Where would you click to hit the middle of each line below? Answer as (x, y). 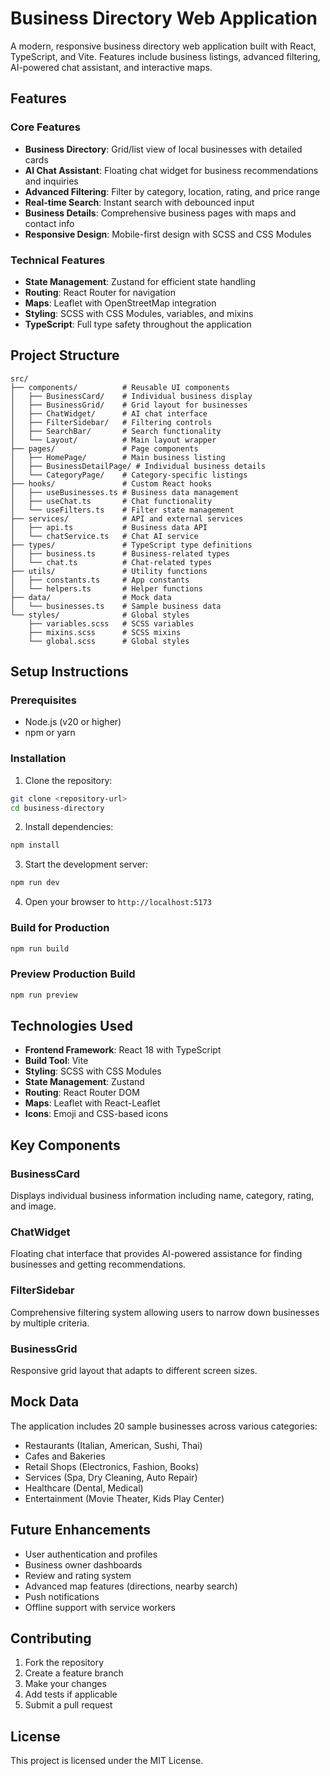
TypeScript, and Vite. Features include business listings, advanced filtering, (165, 56)
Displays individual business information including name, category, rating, (162, 1196)
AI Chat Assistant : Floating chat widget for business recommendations (171, 170)
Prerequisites (43, 700)
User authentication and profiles (91, 1554)
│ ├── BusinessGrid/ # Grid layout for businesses (129, 405)
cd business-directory (57, 808)
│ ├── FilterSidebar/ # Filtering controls (111, 422)
